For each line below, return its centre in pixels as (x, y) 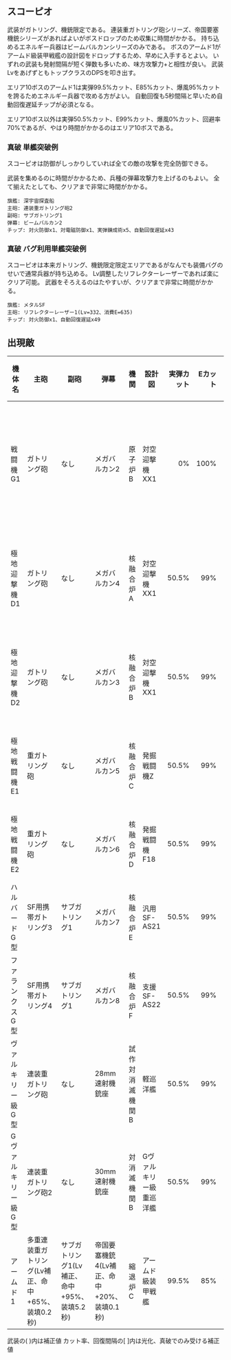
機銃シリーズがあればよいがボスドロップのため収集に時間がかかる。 (103, 38)
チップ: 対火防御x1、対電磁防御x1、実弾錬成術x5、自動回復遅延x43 (90, 231)
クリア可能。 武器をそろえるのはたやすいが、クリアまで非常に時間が (104, 282)
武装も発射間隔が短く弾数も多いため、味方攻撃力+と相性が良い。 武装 (124, 64)
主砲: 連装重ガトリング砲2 (40, 209)
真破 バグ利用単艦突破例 (47, 249)
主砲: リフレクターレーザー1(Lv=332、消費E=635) (70, 312)
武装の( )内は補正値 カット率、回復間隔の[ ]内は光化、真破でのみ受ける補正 (113, 1341)
